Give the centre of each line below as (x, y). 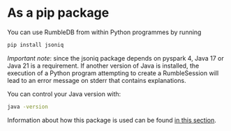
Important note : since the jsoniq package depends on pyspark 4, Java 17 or (116, 58)
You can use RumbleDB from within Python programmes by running (104, 32)
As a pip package (58, 13)
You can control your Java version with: (64, 94)
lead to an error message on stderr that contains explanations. (97, 80)
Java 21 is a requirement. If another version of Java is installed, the (103, 65)
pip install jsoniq (36, 45)
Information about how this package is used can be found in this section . (112, 120)
